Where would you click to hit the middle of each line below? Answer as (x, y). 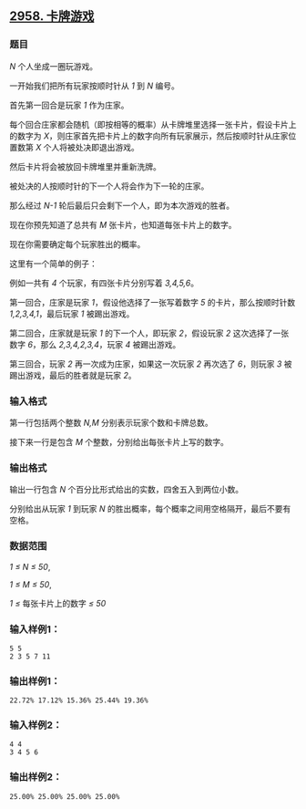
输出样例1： (35, 680)
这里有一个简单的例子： (53, 264)
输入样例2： (36, 725)
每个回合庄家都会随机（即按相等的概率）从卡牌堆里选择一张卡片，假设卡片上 (153, 124)
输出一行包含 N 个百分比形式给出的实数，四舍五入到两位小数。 (127, 490)
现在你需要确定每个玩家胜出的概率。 (77, 244)
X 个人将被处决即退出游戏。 (87, 147)
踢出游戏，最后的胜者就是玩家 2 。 (73, 375)
